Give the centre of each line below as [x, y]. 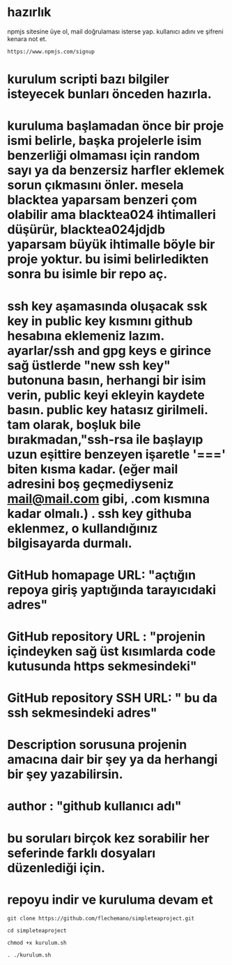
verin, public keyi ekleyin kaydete [106, 395]
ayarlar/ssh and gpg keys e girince [109, 350]
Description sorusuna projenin [97, 745]
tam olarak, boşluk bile [74, 424]
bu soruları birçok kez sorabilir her [108, 838]
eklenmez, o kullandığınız [83, 528]
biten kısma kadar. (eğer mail [93, 469]
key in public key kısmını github [100, 321]
